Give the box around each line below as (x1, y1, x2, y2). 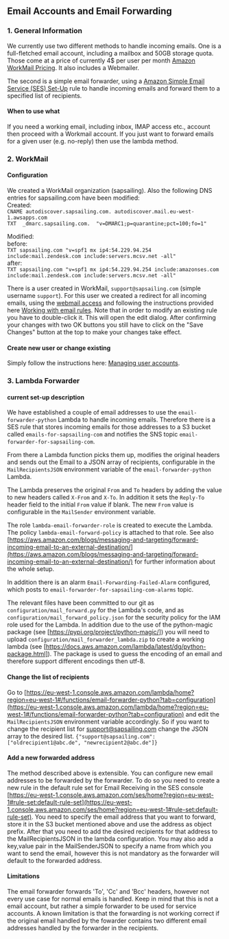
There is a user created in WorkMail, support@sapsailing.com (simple (7, 284, 201, 292)
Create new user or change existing (7, 343, 111, 352)
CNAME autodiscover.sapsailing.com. (7, 209, 112, 216)
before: (7, 240, 28, 248)
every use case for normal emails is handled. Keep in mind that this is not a (7, 894, 219, 903)
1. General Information (7, 26, 82, 36)
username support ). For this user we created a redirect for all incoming (7, 292, 207, 300)
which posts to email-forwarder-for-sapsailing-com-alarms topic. (7, 586, 194, 594)
